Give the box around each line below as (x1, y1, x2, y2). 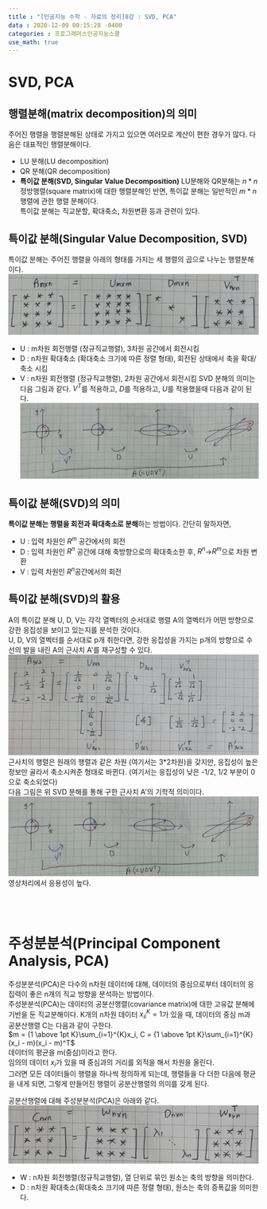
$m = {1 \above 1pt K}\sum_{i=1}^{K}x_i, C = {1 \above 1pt (8, 1029, 195, 1039)
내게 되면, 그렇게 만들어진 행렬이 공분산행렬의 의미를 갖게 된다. (16, 1078, 210, 1088)
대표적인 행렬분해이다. (22, 139, 91, 149)
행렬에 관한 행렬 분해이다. (19, 196, 99, 206)
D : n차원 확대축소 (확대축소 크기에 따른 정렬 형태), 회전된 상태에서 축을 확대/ (19, 353, 257, 363)
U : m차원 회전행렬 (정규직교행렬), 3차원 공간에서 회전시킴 (19, 343, 200, 353)
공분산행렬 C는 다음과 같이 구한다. (8, 1020, 114, 1030)
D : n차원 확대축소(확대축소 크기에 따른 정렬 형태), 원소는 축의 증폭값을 (19, 1182, 238, 1191)
